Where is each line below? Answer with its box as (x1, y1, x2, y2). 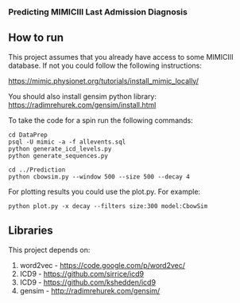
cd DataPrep (8, 131, 48, 139)
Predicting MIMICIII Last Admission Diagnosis (8, 6, 188, 18)
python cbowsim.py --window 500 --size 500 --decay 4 (8, 172, 191, 181)
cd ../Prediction (8, 166, 66, 174)
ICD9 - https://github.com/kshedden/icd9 (19, 277, 157, 287)
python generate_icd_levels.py (8, 144, 112, 153)
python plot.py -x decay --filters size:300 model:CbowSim (8, 202, 208, 210)
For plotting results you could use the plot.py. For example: (8, 187, 201, 196)
